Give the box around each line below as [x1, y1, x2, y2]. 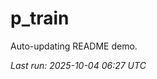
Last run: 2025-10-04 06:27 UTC [10, 59, 147, 71]
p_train [10, 7, 70, 30]
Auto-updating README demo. [10, 40, 138, 52]
